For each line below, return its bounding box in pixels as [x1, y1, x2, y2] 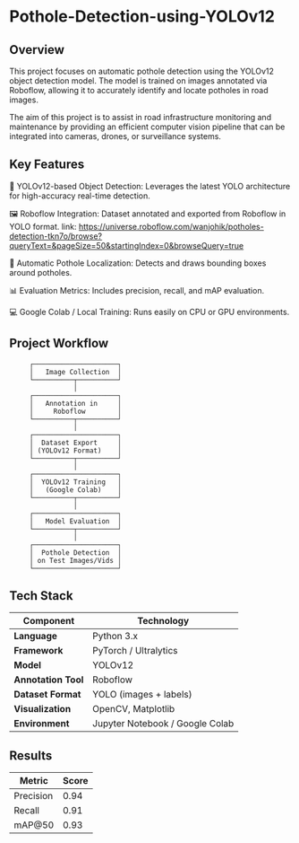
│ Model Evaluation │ [29, 516, 123, 526]
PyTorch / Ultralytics [92, 645, 178, 657]
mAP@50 [13, 819, 55, 831]
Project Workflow [9, 336, 109, 351]
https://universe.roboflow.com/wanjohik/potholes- [78, 221, 264, 232]
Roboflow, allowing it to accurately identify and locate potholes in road [9, 85, 269, 95]
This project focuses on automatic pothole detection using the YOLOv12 [9, 66, 275, 76]
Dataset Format [13, 689, 81, 701]
